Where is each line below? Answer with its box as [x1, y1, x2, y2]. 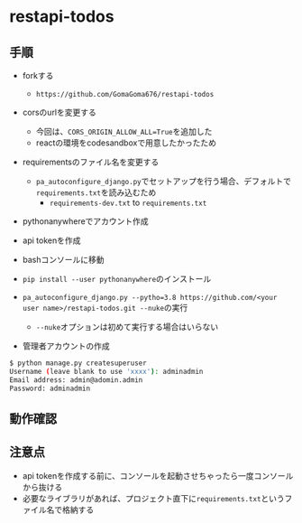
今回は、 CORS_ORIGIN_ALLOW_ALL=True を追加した [35, 126, 213, 136]
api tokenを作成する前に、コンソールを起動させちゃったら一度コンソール [22, 470, 294, 481]
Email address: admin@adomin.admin [9, 375, 143, 385]
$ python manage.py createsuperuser [9, 359, 147, 368]
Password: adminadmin [9, 384, 91, 393]
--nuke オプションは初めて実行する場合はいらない [35, 322, 219, 332]
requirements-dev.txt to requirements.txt [49, 197, 207, 208]
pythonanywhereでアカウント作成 [22, 216, 149, 227]
